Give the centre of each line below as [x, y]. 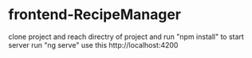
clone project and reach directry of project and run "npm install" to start [126, 37]
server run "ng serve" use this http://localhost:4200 [93, 44]
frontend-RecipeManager [95, 15]
